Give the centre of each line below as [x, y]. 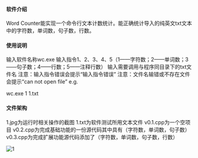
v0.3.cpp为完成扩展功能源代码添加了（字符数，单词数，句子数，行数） [92, 137]
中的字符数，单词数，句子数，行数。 [50, 31]
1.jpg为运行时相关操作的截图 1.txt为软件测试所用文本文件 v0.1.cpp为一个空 [96, 122]
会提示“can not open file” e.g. [42, 82]
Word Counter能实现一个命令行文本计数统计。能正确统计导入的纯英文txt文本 [99, 23]
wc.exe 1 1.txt [22, 93]
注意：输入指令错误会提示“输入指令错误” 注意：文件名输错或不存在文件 [104, 75]
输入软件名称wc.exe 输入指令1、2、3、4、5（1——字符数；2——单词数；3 [97, 60]
